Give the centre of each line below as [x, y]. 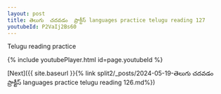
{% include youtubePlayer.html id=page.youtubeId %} [85, 60]
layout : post [26, 14]
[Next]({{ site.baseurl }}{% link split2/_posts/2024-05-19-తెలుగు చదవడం [110, 73]
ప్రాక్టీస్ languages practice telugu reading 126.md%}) [81, 83]
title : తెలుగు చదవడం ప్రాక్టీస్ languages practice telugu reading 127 [106, 20]
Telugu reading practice [42, 47]
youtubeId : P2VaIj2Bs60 [42, 26]
